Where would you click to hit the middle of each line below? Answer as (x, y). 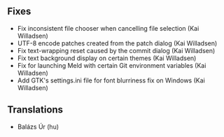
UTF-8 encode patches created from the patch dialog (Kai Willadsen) (117, 43)
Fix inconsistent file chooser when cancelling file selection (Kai (108, 28)
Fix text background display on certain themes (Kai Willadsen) (107, 58)
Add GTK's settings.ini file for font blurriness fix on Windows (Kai (111, 80)
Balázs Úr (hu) (38, 127)
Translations (35, 110)
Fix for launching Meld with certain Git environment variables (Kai (112, 65)
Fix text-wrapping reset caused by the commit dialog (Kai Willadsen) (116, 50)
